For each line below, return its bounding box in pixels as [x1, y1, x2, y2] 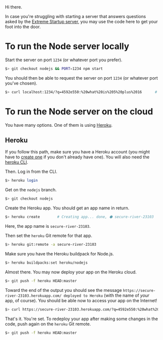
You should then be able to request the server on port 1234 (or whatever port [5, 75, 158, 81]
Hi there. [5, 4, 22, 10]
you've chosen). [5, 80, 37, 86]
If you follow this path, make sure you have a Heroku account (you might [5, 149, 150, 155]
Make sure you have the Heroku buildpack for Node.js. [5, 251, 114, 256]
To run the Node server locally [5, 41, 130, 52]
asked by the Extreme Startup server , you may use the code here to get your [5, 19, 158, 24]
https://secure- [123, 288, 156, 293]
